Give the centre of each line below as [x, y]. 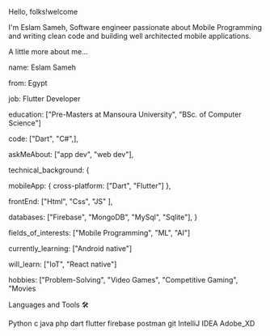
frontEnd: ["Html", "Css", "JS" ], [61, 201]
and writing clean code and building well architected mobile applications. [130, 36]
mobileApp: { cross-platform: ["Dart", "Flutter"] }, [90, 186]
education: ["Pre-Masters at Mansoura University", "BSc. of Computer [125, 114]
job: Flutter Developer [44, 99]
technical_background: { [49, 170]
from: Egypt [28, 83]
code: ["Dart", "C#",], [44, 138]
